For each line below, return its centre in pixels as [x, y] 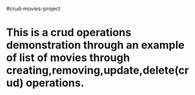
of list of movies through [68, 58]
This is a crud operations [69, 33]
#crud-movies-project [33, 9]
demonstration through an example [95, 45]
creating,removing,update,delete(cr [97, 70]
